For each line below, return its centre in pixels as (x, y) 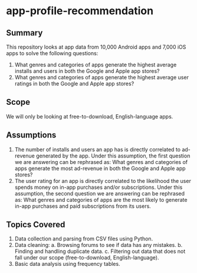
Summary (24, 33)
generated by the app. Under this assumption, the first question (113, 156)
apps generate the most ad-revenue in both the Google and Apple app (100, 168)
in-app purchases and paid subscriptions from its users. (83, 206)
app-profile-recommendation (80, 11)
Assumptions (31, 135)
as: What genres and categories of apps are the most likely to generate (101, 200)
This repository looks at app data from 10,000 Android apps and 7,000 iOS (96, 47)
